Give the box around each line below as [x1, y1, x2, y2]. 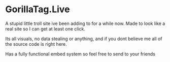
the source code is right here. [5, 41, 67, 47]
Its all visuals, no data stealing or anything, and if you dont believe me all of [5, 36, 162, 42]
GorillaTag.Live [5, 4, 70, 15]
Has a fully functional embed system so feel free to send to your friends [5, 51, 156, 57]
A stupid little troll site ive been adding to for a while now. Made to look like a [5, 20, 165, 26]
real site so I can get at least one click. [5, 25, 85, 32]
